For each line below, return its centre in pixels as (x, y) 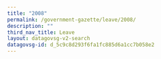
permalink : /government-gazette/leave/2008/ (72, 20)
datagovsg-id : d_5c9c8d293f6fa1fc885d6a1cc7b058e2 (81, 45)
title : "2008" (27, 13)
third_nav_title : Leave (41, 32)
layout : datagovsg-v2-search (49, 39)
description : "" (30, 26)
